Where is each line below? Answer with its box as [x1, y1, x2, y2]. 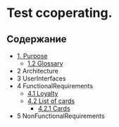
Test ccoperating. [6, 5, 113, 21]
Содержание [6, 33, 68, 45]
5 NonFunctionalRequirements [16, 111, 105, 120]
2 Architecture [16, 67, 59, 75]
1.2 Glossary [27, 59, 64, 68]
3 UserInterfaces [16, 74, 66, 83]
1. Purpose [16, 52, 48, 60]
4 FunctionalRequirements [16, 82, 93, 90]
